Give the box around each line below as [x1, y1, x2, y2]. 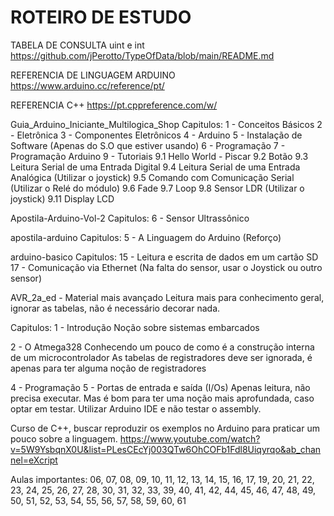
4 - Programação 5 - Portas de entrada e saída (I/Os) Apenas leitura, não [10, 381, 311, 393]
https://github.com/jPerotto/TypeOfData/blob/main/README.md [10, 49, 275, 61]
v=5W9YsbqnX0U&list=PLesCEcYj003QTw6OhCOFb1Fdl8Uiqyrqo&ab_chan [10, 443, 322, 455]
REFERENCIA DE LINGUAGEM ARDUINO [10, 69, 176, 81]
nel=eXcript [10, 454, 58, 466]
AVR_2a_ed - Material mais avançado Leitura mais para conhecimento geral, [10, 291, 325, 303]
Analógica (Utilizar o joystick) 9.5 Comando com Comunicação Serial [10, 171, 295, 183]
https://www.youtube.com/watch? [119, 432, 261, 445]
